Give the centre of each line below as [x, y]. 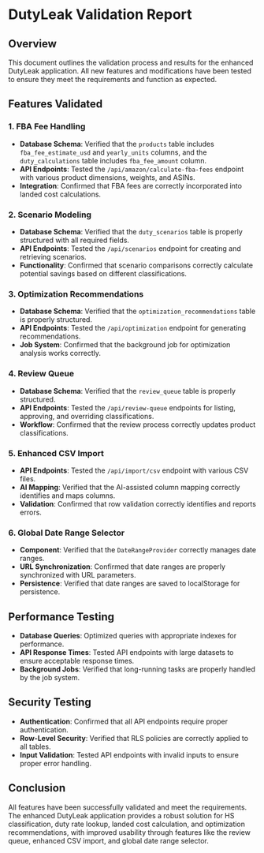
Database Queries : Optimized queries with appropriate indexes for [128, 635]
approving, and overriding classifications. [87, 416]
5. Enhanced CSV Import [56, 453]
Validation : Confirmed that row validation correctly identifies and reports [138, 503]
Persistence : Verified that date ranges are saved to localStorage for [130, 584]
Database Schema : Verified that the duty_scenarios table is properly [131, 231]
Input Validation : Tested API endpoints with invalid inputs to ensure [129, 754]
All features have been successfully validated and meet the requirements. [128, 807]
